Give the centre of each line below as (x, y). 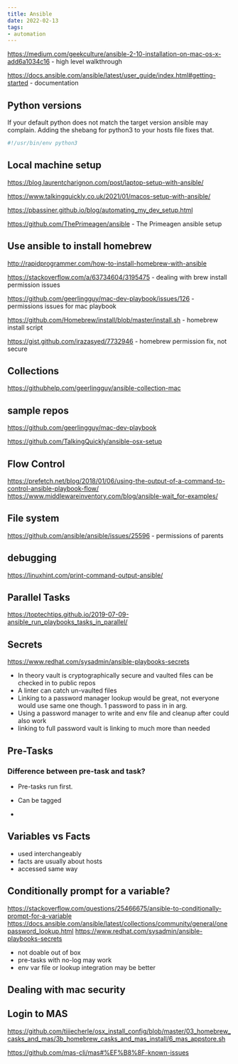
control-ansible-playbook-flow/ (53, 489)
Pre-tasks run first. (45, 786)
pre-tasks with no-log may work (65, 960)
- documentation (54, 83)
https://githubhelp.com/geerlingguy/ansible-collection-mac (94, 388)
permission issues (34, 285)
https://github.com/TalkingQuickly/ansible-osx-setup (85, 441)
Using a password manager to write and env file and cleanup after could (123, 713)
